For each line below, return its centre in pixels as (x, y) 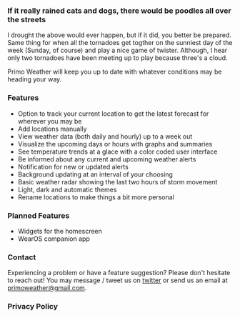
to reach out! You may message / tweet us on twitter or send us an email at (118, 280)
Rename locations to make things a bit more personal (96, 197)
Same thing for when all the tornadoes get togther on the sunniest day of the (120, 43)
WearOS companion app (54, 239)
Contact (22, 257)
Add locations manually (52, 129)
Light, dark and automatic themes (67, 189)
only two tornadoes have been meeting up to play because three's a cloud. (117, 58)
